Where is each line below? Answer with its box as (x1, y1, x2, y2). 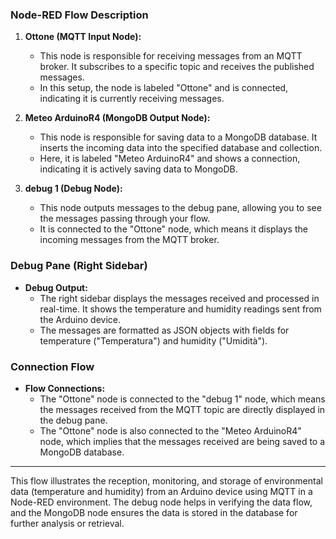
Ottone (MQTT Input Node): (24, 31, 142, 43)
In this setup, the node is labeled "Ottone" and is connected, (39, 82, 289, 94)
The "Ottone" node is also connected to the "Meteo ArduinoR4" (39, 424, 302, 437)
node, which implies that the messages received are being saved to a (39, 435, 326, 447)
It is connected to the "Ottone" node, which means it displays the (39, 223, 308, 235)
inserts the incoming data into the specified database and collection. (39, 142, 323, 154)
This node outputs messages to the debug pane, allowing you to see (39, 202, 322, 214)
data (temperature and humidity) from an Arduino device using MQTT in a (10, 485, 313, 497)
